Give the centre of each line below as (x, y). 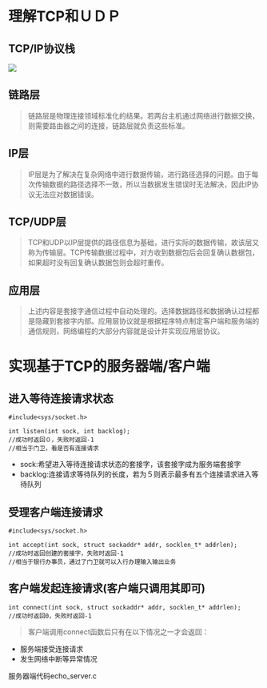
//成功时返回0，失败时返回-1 (50, 616)
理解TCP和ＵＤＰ (65, 16)
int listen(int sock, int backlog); (69, 432)
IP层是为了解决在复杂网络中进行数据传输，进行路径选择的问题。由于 (139, 174)
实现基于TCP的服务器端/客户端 (109, 366)
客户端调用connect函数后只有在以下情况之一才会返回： (118, 632)
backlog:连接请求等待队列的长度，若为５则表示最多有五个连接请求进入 (135, 474)
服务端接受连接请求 (52, 649)
